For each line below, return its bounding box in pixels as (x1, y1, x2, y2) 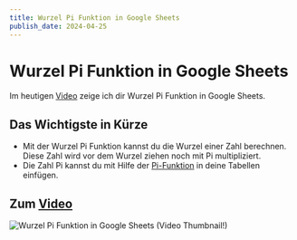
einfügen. (22, 169, 59, 181)
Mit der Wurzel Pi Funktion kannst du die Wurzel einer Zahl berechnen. (22, 141, 287, 152)
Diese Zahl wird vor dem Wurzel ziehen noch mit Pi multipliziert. (22, 150, 262, 161)
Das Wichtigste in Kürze (9, 117, 148, 132)
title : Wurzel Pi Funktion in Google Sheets (9, 13, 180, 23)
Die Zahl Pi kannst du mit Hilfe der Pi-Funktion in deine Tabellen (22, 160, 261, 171)
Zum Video (9, 196, 73, 211)
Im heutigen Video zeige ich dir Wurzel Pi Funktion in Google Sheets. (9, 91, 265, 101)
